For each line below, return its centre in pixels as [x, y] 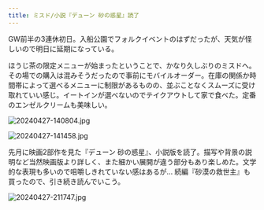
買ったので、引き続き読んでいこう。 [66, 181]
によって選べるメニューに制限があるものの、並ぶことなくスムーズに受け [139, 85]
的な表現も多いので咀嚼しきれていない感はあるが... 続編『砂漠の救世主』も [129, 171]
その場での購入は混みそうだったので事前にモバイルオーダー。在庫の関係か [129, 75]
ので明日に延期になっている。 [70, 49]
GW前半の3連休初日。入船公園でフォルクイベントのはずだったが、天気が [127, 39]
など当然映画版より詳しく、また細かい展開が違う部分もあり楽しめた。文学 [136, 161]
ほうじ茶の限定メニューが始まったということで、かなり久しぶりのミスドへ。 [132, 65]
